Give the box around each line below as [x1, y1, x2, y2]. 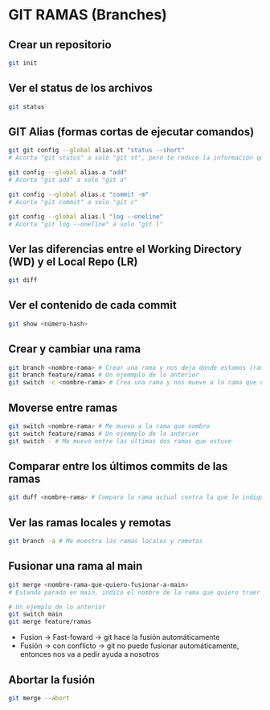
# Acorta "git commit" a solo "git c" [8, 197, 138, 206]
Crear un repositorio [8, 38, 112, 52]
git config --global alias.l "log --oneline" [8, 212, 163, 221]
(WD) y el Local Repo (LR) [8, 255, 138, 268]
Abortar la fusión [8, 673, 95, 687]
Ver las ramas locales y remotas [8, 516, 171, 529]
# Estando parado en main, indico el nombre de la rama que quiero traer [8, 588, 261, 596]
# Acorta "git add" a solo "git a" [8, 176, 128, 184]
